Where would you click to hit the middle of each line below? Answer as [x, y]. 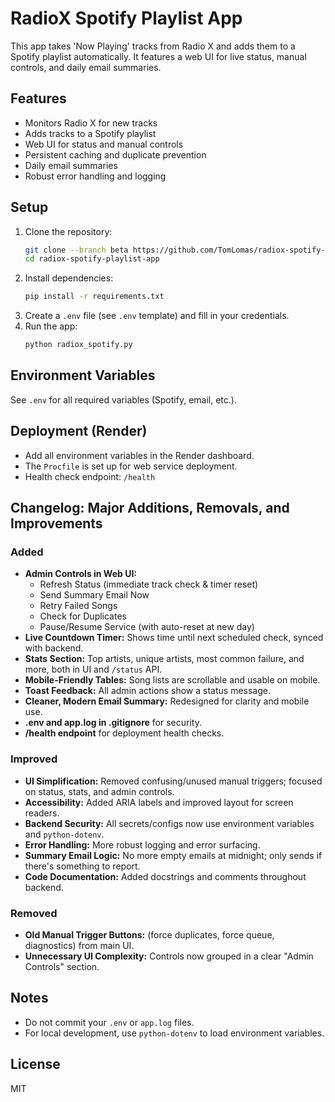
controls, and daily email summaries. [86, 67]
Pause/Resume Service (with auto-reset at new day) [147, 627]
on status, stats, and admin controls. [99, 791]
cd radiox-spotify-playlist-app [92, 259]
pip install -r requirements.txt [94, 297]
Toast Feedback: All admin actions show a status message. [147, 691]
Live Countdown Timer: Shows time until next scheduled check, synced [174, 638]
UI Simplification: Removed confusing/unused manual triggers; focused [173, 781]
